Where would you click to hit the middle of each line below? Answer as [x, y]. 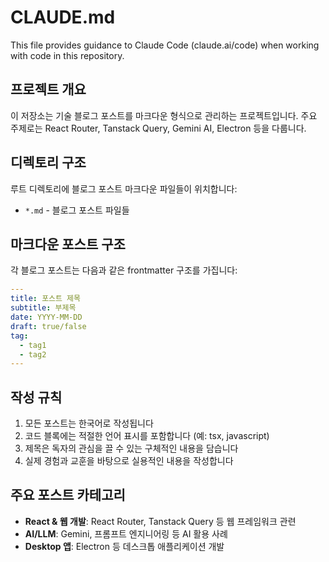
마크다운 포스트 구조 [68, 244]
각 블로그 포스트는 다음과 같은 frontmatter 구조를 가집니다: [124, 270]
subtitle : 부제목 [43, 308]
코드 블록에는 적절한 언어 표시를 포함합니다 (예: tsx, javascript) [147, 436]
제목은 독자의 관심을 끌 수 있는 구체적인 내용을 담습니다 [131, 448]
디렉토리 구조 [48, 162]
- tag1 [33, 345]
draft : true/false [48, 326]
